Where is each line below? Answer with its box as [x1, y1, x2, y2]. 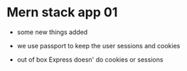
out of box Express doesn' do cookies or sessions [16, 55, 164, 64]
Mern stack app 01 [6, 4, 118, 21]
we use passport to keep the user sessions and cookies [16, 41, 181, 50]
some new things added [16, 28, 88, 36]
